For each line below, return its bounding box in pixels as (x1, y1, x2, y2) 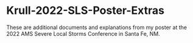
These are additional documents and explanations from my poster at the (6, 24, 188, 31)
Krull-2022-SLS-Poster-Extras (6, 4, 164, 18)
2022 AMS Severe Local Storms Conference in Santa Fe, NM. (6, 30, 160, 37)
